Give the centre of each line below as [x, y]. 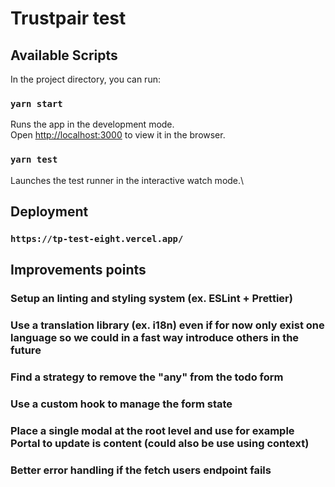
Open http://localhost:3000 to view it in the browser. [118, 135]
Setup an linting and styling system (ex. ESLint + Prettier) [151, 299]
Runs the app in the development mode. [92, 124]
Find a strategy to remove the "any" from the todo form [147, 377]
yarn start [36, 103]
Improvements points [78, 270]
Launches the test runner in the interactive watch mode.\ [127, 180]
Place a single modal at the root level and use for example [152, 430]
